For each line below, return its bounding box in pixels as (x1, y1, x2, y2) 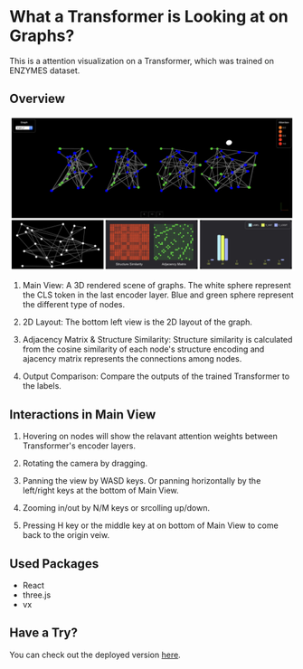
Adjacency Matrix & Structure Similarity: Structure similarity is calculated (22, 334, 293, 345)
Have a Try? (9, 626, 79, 641)
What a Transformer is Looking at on (9, 6, 289, 27)
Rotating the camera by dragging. (22, 458, 147, 469)
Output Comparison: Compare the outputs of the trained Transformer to (22, 371, 290, 382)
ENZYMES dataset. (9, 65, 80, 76)
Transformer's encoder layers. (22, 440, 136, 451)
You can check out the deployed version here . (9, 649, 181, 660)
